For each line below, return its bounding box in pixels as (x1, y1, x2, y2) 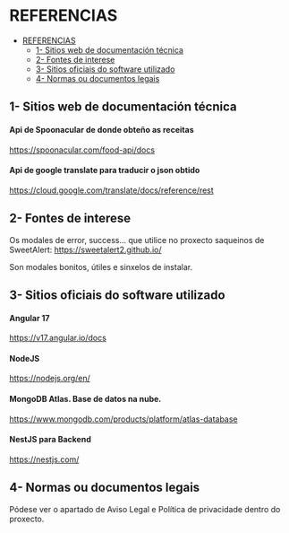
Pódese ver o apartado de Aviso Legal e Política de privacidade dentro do (9, 503, 281, 514)
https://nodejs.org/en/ (9, 373, 91, 384)
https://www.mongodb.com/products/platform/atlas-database (9, 414, 239, 424)
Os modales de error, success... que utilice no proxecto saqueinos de (9, 234, 265, 245)
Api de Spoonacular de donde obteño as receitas (9, 124, 194, 135)
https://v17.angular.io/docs (9, 333, 107, 344)
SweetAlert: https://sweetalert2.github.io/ (9, 244, 163, 255)
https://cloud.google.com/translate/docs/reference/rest (9, 185, 215, 196)
